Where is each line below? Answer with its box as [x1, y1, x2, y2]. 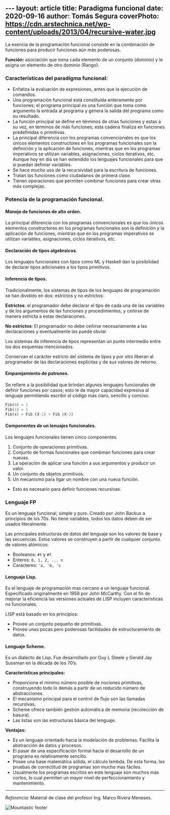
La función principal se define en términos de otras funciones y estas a [12, 119, 161, 125]
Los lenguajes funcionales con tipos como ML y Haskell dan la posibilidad [5, 259, 159, 265]
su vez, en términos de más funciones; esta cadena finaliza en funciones [12, 124, 165, 130]
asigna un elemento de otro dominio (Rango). [5, 62, 100, 68]
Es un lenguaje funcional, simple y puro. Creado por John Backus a [5, 510, 145, 516]
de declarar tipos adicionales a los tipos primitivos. [5, 264, 111, 270]
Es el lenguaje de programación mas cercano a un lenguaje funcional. [5, 585, 151, 591]
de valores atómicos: [5, 541, 49, 548]
